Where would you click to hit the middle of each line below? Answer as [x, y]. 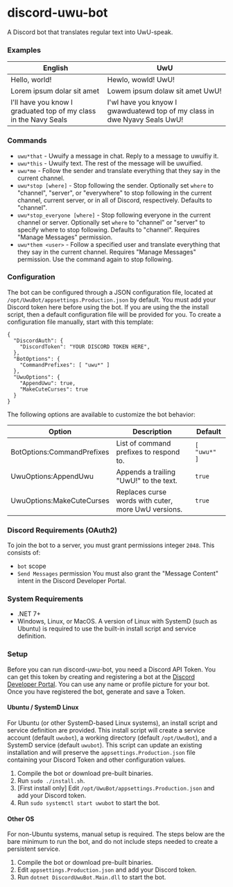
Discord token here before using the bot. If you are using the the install [108, 307]
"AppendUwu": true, [48, 383]
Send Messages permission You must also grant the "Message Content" [118, 573]
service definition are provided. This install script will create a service [106, 730]
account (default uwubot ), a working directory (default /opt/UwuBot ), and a [112, 738]
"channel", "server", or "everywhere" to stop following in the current [114, 193]
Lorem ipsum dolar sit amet [55, 91]
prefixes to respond [148, 452]
